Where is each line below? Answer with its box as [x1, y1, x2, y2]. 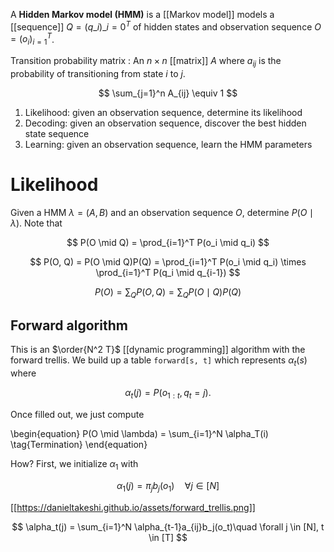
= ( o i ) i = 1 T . [10, 31, 55, 48]
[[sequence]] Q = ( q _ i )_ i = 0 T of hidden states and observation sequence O [10, 19, 322, 33]
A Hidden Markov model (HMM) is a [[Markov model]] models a [10, 9, 275, 20]
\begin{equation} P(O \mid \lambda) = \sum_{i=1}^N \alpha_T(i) [10, 428, 269, 440]
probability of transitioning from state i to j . [10, 67, 186, 79]
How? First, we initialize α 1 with [10, 458, 139, 472]
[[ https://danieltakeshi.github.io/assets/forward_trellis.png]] [10, 501, 256, 513]
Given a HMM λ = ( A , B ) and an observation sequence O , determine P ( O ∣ [10, 206, 314, 218]
